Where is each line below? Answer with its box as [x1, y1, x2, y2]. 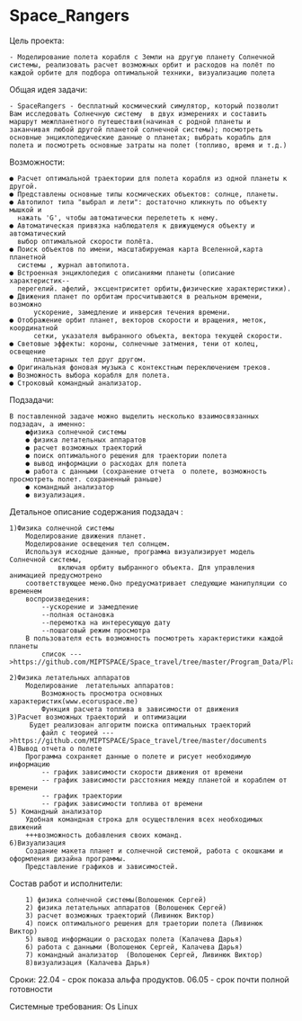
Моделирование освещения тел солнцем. [25, 539, 171, 549]
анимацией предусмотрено [9, 570, 102, 580]
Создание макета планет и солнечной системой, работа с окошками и [25, 846, 283, 855]
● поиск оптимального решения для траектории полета [25, 451, 227, 460]
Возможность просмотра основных [41, 689, 164, 698]
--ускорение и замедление [41, 602, 139, 612]
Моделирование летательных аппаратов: [25, 681, 175, 690]
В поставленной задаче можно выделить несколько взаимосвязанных [9, 411, 259, 421]
